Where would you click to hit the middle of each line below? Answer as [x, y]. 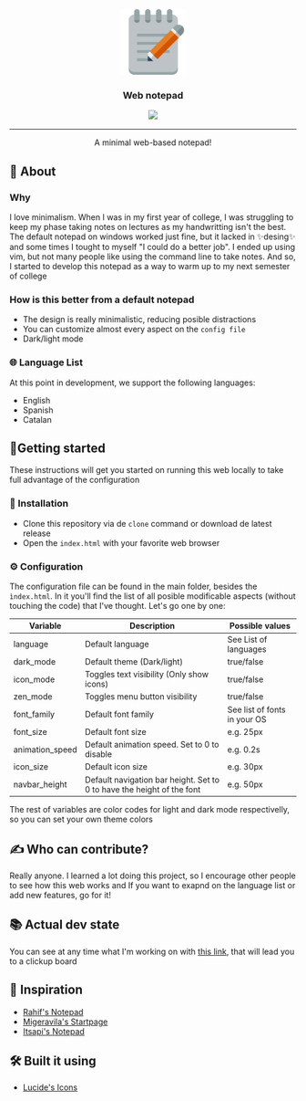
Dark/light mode [53, 339]
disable [98, 754]
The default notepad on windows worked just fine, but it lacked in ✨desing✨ [153, 236]
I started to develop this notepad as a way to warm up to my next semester [150, 266]
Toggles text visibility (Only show [147, 675]
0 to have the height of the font [143, 789]
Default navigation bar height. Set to [153, 780]
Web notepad [153, 95]
